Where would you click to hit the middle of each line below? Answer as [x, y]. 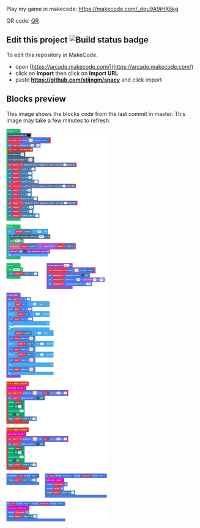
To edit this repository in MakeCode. [52, 55]
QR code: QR [23, 21]
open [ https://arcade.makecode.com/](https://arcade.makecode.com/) [104, 66]
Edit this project [37, 40]
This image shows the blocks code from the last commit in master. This [96, 113]
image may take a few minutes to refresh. [58, 120]
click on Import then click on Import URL [67, 73]
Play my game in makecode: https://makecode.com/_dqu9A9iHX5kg [92, 9]
